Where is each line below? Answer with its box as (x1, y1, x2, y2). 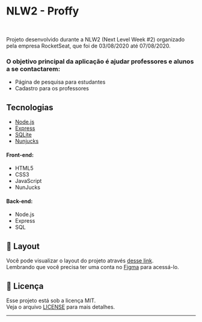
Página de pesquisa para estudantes (14, 78, 106, 85)
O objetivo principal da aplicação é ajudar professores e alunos (6, 57, 194, 66)
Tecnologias (6, 102, 54, 113)
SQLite (14, 131, 32, 138)
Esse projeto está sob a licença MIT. (6, 297, 96, 305)
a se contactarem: (6, 64, 61, 73)
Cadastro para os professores (14, 85, 89, 92)
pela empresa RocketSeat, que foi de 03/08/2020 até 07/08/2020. (6, 42, 171, 49)
